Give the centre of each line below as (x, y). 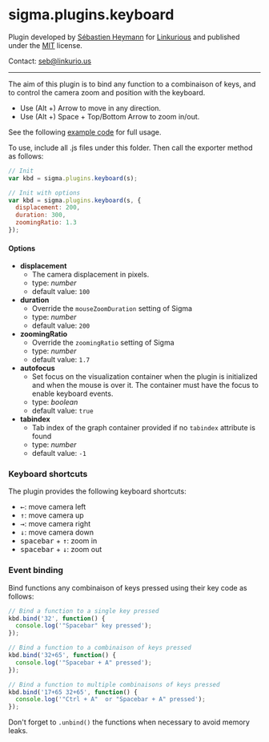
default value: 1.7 (61, 360)
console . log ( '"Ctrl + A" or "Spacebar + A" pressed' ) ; (110, 700)
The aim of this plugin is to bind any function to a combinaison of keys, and (132, 84)
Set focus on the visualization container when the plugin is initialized (145, 377)
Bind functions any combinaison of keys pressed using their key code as (128, 587)
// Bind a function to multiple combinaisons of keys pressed (114, 684)
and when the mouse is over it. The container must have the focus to (145, 385)
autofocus (37, 368)
